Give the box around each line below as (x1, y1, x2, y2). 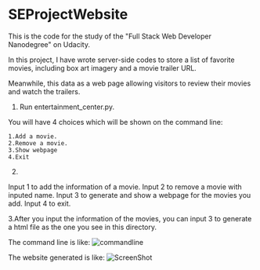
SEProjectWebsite (8, 5, 128, 24)
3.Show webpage (8, 146, 58, 154)
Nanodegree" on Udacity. (8, 39, 90, 49)
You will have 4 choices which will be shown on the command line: (8, 117, 223, 126)
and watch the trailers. (8, 86, 81, 96)
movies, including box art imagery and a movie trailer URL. (8, 63, 197, 72)
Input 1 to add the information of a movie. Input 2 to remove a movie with (8, 182, 242, 192)
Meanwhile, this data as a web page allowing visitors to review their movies (8, 78, 251, 88)
